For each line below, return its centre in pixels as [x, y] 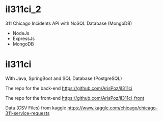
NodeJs [21, 33]
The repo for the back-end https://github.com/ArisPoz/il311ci [69, 88]
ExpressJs [23, 38]
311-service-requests [28, 113]
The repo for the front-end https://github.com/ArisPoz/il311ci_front [75, 98]
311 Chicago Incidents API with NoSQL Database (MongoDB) [69, 23]
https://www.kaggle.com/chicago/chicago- [113, 108]
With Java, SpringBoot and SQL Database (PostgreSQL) [64, 78]
